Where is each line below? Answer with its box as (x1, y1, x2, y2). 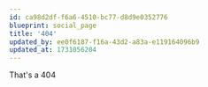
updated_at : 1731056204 (9, 46, 97, 54)
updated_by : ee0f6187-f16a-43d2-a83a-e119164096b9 (9, 37, 200, 47)
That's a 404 (9, 69, 56, 80)
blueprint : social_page (9, 21, 97, 30)
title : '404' (9, 29, 58, 38)
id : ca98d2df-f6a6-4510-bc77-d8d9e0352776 (9, 12, 168, 22)
